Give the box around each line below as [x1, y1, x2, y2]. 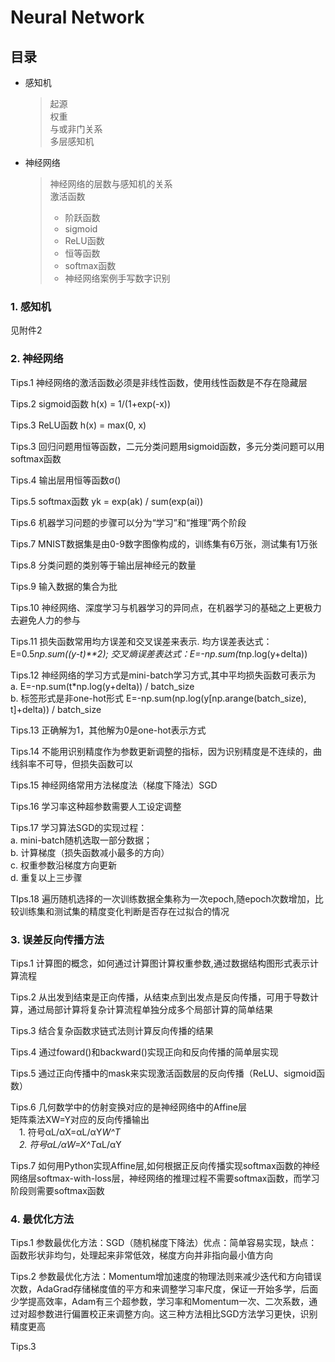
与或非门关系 [49, 123, 103, 135]
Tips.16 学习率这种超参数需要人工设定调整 [10, 800, 182, 812]
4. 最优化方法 [10, 1212, 75, 1226]
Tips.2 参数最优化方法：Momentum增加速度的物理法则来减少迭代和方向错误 [10, 1271, 322, 1283]
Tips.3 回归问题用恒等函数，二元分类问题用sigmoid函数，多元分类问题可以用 [10, 440, 325, 452]
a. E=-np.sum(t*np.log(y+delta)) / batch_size [10, 680, 195, 692]
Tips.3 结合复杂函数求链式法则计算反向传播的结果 [10, 1024, 214, 1036]
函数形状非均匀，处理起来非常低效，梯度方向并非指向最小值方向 [10, 1249, 273, 1261]
